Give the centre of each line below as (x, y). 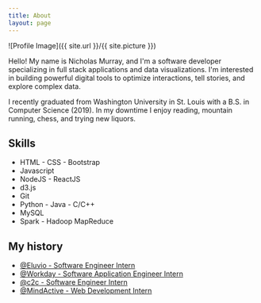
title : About (30, 15)
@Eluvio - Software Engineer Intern (77, 266)
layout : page (30, 23)
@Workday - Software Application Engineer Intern (102, 274)
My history (36, 246)
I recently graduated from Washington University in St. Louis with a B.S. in (129, 102)
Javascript (37, 171)
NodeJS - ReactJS (50, 179)
